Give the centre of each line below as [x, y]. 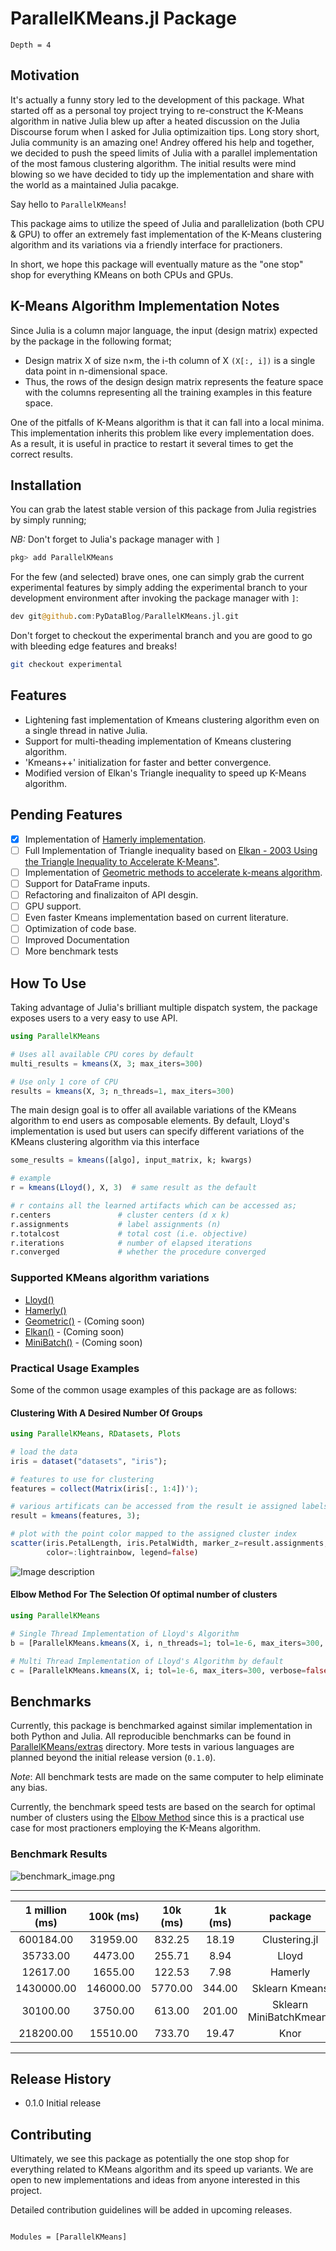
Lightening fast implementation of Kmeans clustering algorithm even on [172, 719]
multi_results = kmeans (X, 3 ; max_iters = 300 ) [106, 1063]
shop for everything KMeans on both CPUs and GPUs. [122, 274]
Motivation [45, 75]
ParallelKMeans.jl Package [123, 18]
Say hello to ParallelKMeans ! [68, 204]
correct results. [41, 454]
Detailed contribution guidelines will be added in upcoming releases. [151, 2210]
